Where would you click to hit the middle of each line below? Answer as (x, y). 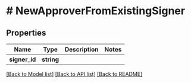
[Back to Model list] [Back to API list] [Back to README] (74, 74)
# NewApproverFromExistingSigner (96, 11)
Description (82, 50)
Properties (26, 33)
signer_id (23, 59)
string (50, 59)
